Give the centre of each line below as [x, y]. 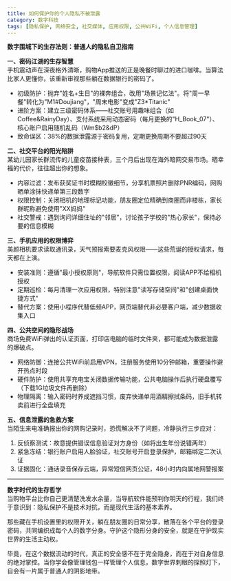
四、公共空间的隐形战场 [40, 330]
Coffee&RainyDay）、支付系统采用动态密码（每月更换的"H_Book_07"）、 [118, 119]
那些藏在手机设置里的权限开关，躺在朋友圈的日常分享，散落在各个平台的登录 [115, 522]
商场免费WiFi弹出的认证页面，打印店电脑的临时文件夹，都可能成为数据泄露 [113, 339]
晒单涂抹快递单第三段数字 [53, 192]
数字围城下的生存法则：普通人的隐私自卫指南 [70, 47]
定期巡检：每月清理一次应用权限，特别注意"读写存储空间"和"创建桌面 [115, 289]
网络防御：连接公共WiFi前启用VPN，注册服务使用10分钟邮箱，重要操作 [117, 362]
